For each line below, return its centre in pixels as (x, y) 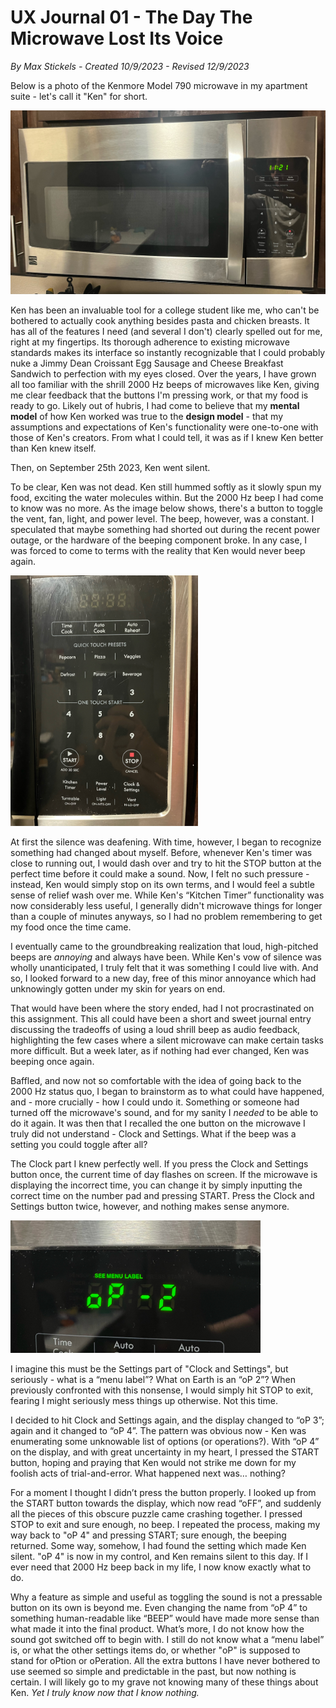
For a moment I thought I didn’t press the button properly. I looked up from (163, 1493)
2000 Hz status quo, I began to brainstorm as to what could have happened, (167, 1091)
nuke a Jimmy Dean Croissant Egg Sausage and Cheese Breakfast (147, 363)
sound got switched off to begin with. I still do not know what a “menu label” (167, 1640)
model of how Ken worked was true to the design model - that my (147, 417)
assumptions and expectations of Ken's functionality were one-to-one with (164, 427)
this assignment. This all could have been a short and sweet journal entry (161, 1018)
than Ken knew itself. (53, 448)
